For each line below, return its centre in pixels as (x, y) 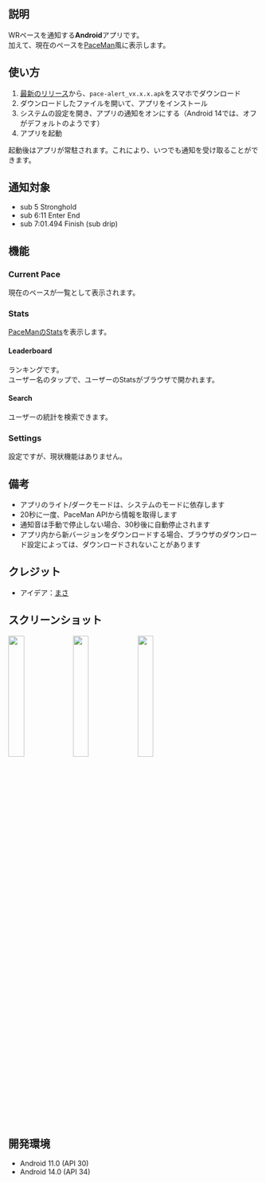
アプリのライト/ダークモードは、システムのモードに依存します (122, 504)
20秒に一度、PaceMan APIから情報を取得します (98, 514)
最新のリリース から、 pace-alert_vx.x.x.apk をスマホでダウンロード (130, 93)
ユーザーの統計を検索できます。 (61, 417)
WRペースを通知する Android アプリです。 (76, 35)
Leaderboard (30, 351)
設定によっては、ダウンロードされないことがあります (114, 544)
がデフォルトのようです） (62, 123)
